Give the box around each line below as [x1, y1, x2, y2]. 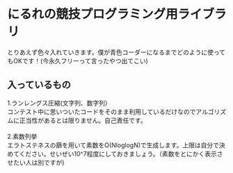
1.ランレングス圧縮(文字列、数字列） [7, 99, 111, 107]
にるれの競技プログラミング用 [7, 6, 179, 22]
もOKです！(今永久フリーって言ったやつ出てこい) [7, 56, 148, 65]
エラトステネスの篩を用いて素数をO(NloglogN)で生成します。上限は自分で [7, 140, 219, 149]
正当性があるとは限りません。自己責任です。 [19, 116, 147, 124]
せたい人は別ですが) [7, 158, 65, 167]
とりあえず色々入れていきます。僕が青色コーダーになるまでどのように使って [7, 48, 226, 56]
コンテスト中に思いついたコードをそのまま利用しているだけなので [7, 107, 196, 115]
